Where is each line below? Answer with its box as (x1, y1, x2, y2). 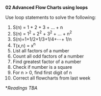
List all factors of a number (12, 48, 69, 54)
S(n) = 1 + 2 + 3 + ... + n (12, 24, 63, 30)
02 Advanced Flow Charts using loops (5, 5, 88, 10)
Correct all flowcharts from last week (12, 75, 91, 81)
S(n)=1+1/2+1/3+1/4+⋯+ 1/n (12, 36, 72, 42)
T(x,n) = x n (12, 41, 36, 48)
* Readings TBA (5, 85, 38, 91)
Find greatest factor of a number (12, 59, 82, 65)
